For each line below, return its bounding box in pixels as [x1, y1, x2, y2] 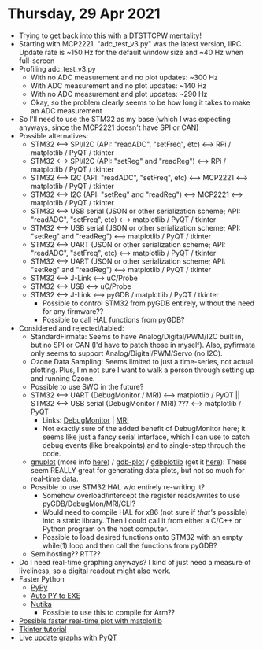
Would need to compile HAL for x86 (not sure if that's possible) [42, 507, 248, 516]
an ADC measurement [30, 105, 103, 115]
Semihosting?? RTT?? [30, 548, 101, 559]
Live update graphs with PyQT [18, 633, 117, 642]
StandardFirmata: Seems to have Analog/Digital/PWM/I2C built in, [30, 331, 244, 341]
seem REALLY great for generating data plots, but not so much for [30, 465, 245, 475]
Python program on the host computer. [42, 524, 169, 534]
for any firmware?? [42, 306, 104, 316]
